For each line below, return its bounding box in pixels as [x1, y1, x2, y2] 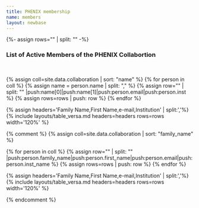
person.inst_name [6, 161, 50, 168]
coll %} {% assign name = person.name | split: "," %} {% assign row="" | [6, 82, 184, 89]
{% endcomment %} [6, 196, 56, 203]
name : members [6, 14, 42, 20]
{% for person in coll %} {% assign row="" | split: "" [6, 148, 133, 155]
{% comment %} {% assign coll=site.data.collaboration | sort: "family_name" [6, 130, 194, 137]
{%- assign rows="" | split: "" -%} [6, 36, 89, 43]
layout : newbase [6, 20, 46, 25]
